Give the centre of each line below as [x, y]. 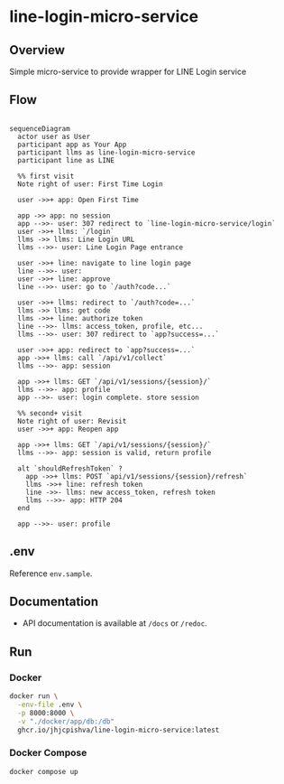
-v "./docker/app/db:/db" [66, 721]
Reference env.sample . [51, 573]
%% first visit [46, 176]
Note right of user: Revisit [72, 421]
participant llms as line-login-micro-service [106, 152]
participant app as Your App [72, 145]
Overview [37, 50]
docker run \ [34, 696]
